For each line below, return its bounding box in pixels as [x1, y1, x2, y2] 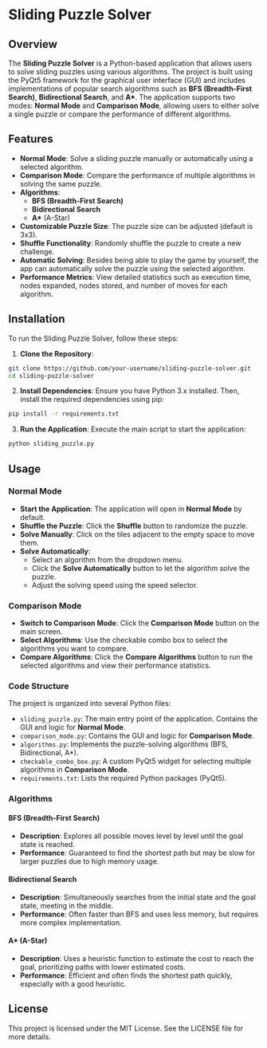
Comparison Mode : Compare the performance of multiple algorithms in [19, 170, 256, 180]
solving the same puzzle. [19, 179, 102, 188]
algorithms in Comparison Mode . [19, 765, 130, 774]
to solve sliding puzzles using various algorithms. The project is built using [8, 67, 253, 77]
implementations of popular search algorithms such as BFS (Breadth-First [8, 84, 253, 93]
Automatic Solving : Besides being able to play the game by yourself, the [19, 255, 259, 265]
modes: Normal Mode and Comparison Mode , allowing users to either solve [8, 101, 260, 110]
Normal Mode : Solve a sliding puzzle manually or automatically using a [19, 153, 253, 163]
